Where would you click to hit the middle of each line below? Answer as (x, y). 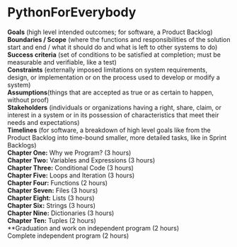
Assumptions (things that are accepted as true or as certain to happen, (111, 92)
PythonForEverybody (72, 12)
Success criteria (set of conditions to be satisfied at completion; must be (114, 55)
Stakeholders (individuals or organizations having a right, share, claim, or (114, 107)
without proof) (28, 99)
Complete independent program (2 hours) (68, 236)
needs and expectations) (44, 122)
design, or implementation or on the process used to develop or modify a (114, 77)
